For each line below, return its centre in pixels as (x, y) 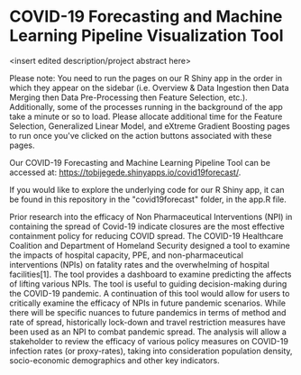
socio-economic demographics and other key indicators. (114, 360)
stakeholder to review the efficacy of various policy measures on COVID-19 (149, 341)
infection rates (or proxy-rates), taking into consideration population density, (151, 351)
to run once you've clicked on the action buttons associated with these (141, 135)
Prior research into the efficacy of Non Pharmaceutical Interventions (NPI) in (151, 216)
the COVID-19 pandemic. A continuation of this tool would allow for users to (150, 293)
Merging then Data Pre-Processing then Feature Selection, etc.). (128, 97)
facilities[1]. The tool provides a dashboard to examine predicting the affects (150, 274)
